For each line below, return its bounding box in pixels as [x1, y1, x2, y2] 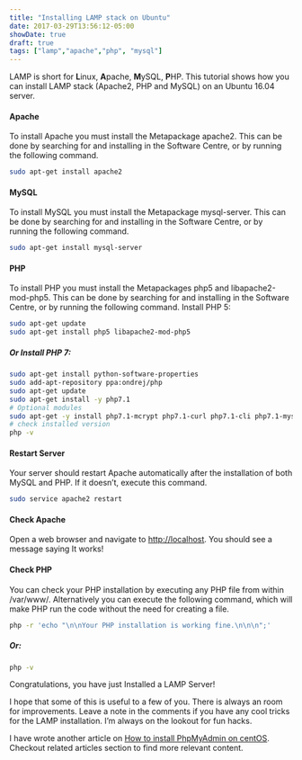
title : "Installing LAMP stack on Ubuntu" [9, 13, 171, 22]
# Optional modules [9, 403, 83, 412]
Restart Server [9, 447, 66, 459]
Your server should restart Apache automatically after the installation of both [9, 468, 293, 478]
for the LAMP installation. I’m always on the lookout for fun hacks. [9, 716, 253, 727]
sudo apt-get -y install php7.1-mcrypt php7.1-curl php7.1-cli [9, 411, 252, 421]
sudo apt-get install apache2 [9, 167, 123, 176]
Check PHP [9, 564, 52, 576]
